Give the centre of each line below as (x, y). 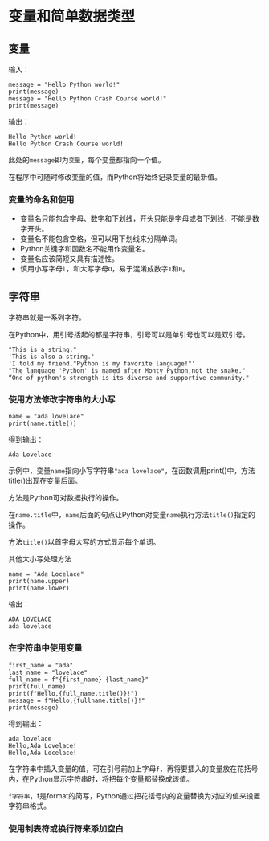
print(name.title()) (43, 424)
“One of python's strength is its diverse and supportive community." (129, 378)
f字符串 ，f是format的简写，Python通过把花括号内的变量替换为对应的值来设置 (134, 795)
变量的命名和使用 (41, 199)
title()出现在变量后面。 (45, 481)
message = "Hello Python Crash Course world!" (88, 99)
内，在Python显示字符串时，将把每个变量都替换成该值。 (101, 778)
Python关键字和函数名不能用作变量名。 (85, 249)
